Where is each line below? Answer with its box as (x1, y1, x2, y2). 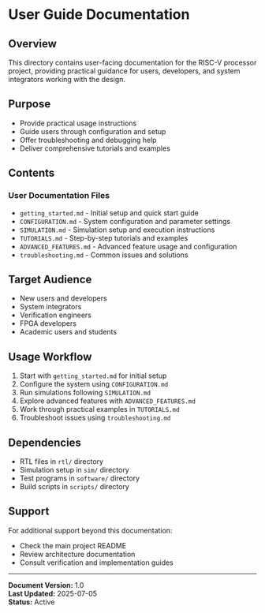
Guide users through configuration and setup (19, 126, 166, 136)
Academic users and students (19, 327, 117, 337)
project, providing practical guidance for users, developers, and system (8, 66, 241, 76)
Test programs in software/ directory (19, 473, 140, 483)
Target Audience (8, 272, 92, 286)
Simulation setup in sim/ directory (19, 465, 129, 474)
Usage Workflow (8, 349, 92, 364)
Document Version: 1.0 (8, 580, 84, 589)
